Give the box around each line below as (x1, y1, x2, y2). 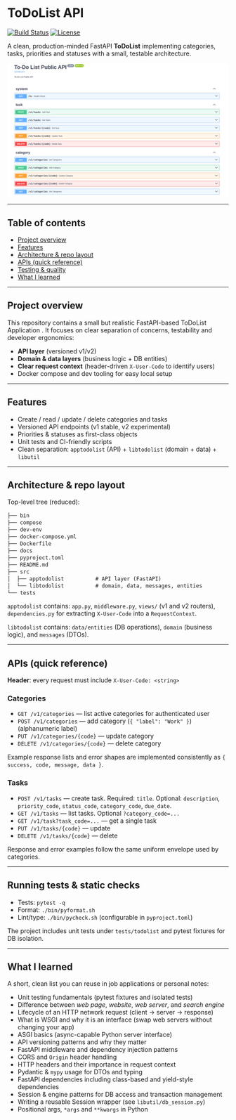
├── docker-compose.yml (7, 533, 77, 540)
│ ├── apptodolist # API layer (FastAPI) (7, 575, 162, 582)
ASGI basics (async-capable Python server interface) (17, 1031, 172, 1039)
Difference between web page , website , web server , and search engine (17, 1001, 225, 1009)
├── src (7, 568, 30, 575)
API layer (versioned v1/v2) (17, 346, 97, 356)
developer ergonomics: (7, 333, 74, 341)
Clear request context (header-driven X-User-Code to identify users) (17, 362, 216, 370)
